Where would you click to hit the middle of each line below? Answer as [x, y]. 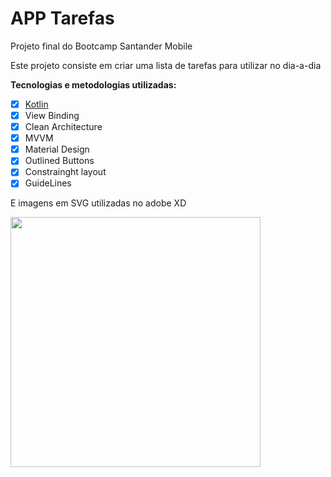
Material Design [57, 149]
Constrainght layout [65, 172]
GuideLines [48, 183]
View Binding [52, 115]
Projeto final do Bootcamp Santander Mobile [101, 46]
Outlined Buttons [59, 161]
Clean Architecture [63, 127]
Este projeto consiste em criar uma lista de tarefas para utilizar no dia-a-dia [166, 65]
